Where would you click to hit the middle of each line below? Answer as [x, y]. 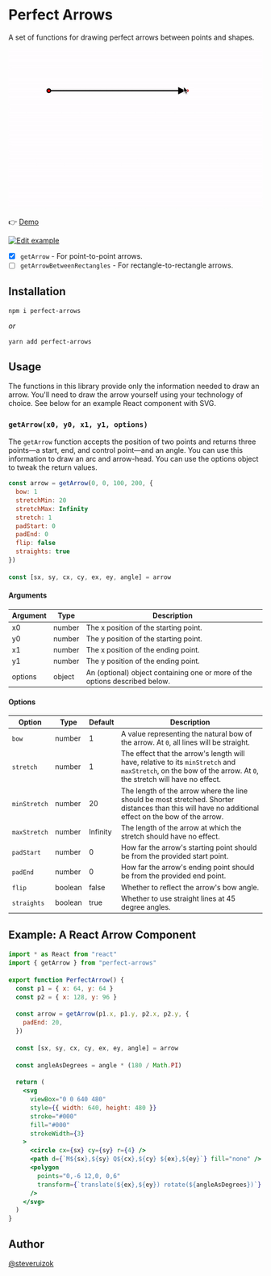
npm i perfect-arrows [45, 311]
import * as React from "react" [63, 955]
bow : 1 [27, 492]
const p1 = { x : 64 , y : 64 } [65, 988]
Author [26, 1244]
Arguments [28, 595]
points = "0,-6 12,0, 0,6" [79, 1176]
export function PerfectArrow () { [67, 980]
